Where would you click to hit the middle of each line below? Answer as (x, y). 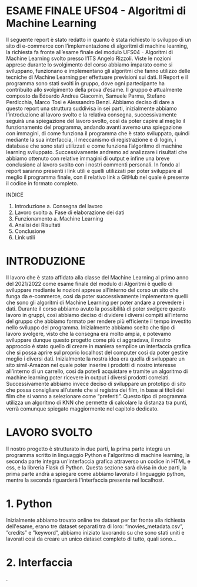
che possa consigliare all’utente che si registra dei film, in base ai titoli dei (95, 390)
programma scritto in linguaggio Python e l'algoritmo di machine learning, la (98, 455)
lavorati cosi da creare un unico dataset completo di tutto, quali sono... (91, 539)
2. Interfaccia (39, 562)
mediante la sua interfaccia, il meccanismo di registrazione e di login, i (91, 139)
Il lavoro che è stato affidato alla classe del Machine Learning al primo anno (98, 277)
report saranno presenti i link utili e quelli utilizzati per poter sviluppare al (94, 171)
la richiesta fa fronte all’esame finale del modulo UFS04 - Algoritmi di (90, 52)
